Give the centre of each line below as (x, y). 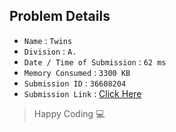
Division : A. (50, 51)
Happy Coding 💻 (69, 113)
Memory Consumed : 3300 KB (77, 72)
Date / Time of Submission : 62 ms (95, 61)
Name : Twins (48, 40)
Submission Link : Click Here (82, 93)
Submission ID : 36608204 (75, 83)
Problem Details (60, 16)
